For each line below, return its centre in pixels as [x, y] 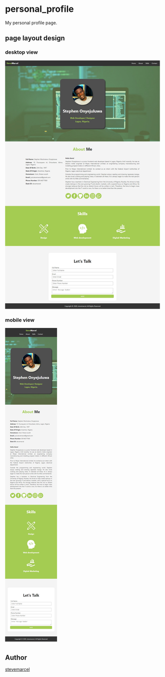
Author [16, 658]
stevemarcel [18, 670]
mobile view [20, 320]
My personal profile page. [31, 23]
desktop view [22, 52]
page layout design [35, 38]
